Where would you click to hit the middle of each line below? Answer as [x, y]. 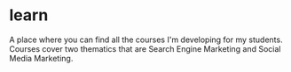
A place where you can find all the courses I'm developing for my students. [146, 40]
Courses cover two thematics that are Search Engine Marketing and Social [145, 48]
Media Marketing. [41, 58]
